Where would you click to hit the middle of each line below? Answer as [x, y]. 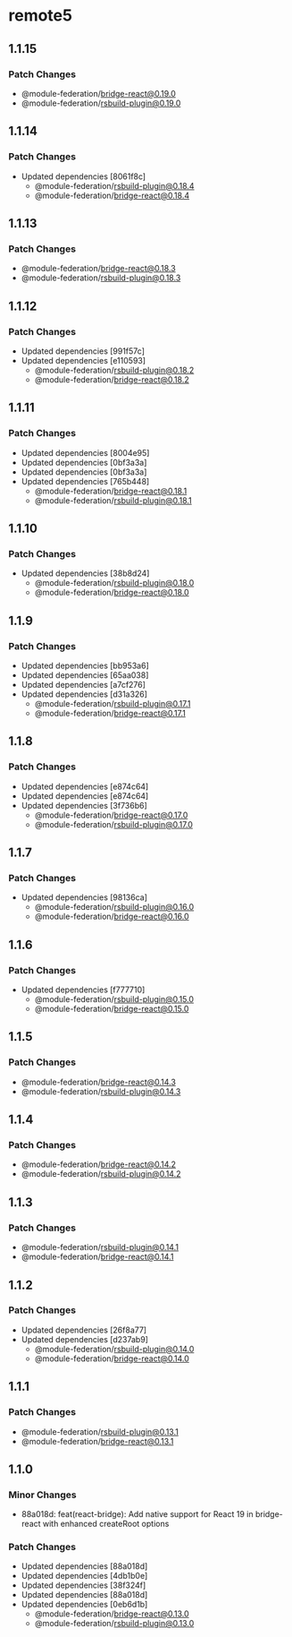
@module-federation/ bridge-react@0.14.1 [97, 1257]
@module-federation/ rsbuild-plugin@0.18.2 [114, 370]
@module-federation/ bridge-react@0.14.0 [112, 1358]
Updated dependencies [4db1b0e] [84, 1576]
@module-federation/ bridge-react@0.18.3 [98, 269]
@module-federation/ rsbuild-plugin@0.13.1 [100, 1431]
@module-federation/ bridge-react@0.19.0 [98, 93]
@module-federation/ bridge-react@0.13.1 [97, 1441]
